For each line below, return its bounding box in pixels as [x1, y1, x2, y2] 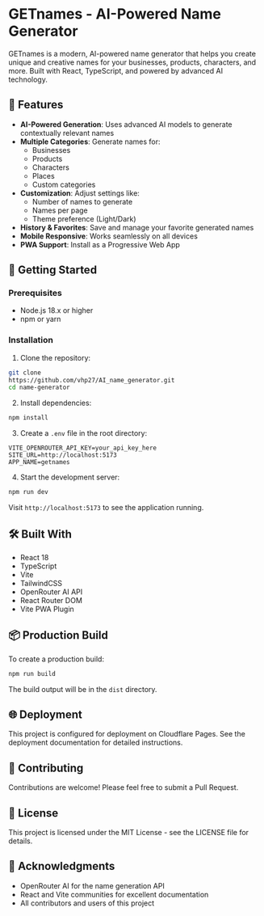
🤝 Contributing [8, 761, 84, 775]
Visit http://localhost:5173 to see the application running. [8, 503, 204, 513]
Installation [8, 335, 54, 346]
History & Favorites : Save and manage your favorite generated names [19, 222, 254, 232]
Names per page [31, 205, 89, 215]
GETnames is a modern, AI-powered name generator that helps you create [8, 49, 257, 58]
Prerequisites [8, 288, 62, 299]
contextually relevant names [19, 128, 115, 137]
